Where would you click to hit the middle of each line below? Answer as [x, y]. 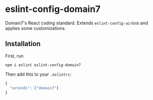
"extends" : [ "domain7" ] [34, 88]
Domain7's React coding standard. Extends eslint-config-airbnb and [76, 23]
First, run [14, 56]
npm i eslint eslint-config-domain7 [43, 65]
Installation [23, 44]
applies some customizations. [36, 28]
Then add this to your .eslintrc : [38, 74]
